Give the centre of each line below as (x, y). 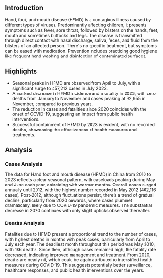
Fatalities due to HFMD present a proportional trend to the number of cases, (81, 234)
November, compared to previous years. (53, 104)
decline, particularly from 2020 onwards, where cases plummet (69, 200)
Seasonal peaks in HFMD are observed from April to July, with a (76, 83)
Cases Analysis (24, 164)
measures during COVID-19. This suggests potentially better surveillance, (79, 265)
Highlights (21, 71)
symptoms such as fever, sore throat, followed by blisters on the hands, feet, (82, 30)
